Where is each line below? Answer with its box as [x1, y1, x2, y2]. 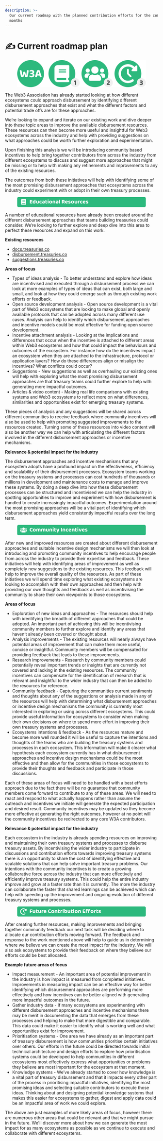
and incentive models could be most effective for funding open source [12, 322, 153, 328]
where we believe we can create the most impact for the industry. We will [5, 942, 152, 948]
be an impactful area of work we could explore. [12, 1100, 107, 1106]
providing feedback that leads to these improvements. [12, 651, 120, 658]
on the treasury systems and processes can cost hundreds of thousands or [5, 474, 156, 480]
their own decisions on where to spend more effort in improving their [12, 719, 149, 725]
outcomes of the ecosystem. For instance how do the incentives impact [12, 348, 155, 354]
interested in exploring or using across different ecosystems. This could [12, 708, 156, 714]
